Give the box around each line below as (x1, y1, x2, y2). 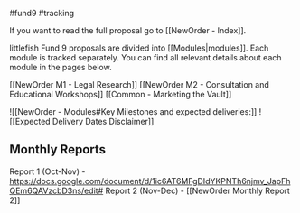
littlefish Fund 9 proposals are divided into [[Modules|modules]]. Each (9, 42, 269, 53)
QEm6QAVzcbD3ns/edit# (9, 185, 104, 196)
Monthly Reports (9, 142, 107, 157)
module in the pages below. (9, 62, 112, 72)
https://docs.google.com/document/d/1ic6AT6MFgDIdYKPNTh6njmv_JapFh (9, 175, 291, 186)
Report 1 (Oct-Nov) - (9, 166, 86, 177)
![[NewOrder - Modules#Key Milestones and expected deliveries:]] (9, 106, 258, 116)
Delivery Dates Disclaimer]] (52, 116, 155, 126)
